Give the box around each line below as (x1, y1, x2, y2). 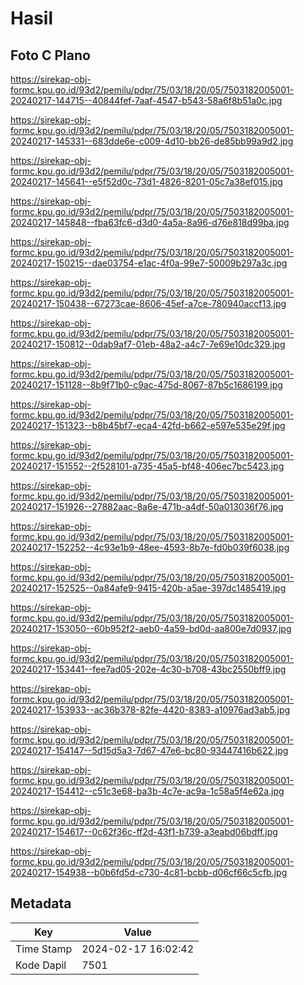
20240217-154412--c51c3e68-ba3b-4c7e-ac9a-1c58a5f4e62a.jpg (10, 785, 285, 797)
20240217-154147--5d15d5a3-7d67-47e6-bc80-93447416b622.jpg (10, 745, 289, 756)
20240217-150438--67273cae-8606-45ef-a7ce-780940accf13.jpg (10, 298, 287, 309)
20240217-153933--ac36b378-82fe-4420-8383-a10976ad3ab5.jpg (10, 704, 291, 716)
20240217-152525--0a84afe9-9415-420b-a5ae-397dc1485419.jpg (10, 582, 287, 594)
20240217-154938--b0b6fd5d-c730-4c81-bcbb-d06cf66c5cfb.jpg (10, 867, 288, 878)
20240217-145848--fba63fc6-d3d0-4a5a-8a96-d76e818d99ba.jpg (10, 217, 290, 228)
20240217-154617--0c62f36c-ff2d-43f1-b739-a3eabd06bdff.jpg (10, 826, 278, 837)
